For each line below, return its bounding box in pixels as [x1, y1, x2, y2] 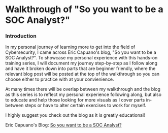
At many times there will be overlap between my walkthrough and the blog [5, 86, 161, 92]
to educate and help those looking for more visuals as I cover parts [5, 97, 145, 103]
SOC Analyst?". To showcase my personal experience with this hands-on [5, 55, 158, 61]
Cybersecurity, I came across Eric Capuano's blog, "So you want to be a [5, 49, 156, 55]
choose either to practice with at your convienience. [5, 76, 114, 82]
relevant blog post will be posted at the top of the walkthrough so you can [5, 71, 160, 77]
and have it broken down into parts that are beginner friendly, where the [5, 65, 156, 72]
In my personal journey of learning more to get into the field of [5, 44, 136, 50]
